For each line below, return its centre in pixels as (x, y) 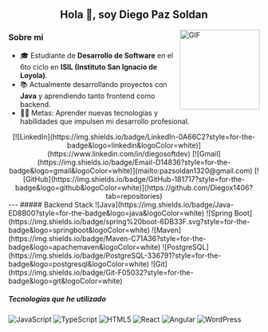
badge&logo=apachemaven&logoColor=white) (85, 247)
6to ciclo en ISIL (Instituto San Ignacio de (89, 67)
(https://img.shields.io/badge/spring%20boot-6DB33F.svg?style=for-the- (129, 221)
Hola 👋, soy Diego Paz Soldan (134, 15)
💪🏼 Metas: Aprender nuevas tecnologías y (89, 113)
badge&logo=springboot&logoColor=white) (79, 230)
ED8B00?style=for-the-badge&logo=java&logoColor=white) (106, 213)
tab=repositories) (134, 196)
